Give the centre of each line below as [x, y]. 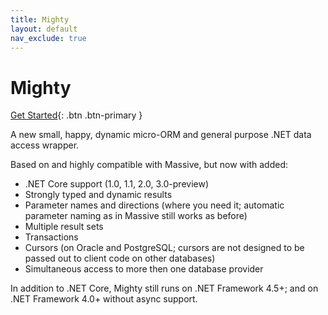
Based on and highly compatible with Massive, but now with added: [149, 165]
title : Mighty [40, 19]
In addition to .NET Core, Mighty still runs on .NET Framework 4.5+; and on [164, 288]
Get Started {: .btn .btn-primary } [76, 115]
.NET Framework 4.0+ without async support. [104, 299]
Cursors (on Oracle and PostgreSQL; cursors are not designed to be [164, 248]
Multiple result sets [64, 227]
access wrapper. [45, 145]
